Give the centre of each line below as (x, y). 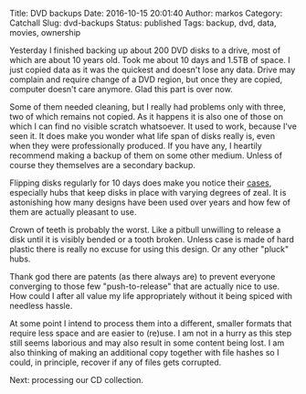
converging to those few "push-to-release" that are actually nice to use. (145, 286)
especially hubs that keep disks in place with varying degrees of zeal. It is (148, 192)
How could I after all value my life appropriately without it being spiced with (151, 296)
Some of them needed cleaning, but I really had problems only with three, (148, 107)
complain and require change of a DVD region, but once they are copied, (146, 80)
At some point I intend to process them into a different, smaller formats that (151, 323)
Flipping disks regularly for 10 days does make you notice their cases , (141, 183)
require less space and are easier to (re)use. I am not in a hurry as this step (151, 333)
